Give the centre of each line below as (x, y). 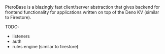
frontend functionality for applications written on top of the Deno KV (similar (82, 12)
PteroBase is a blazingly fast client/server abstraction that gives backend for (82, 7)
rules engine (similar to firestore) (45, 46)
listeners (21, 36)
